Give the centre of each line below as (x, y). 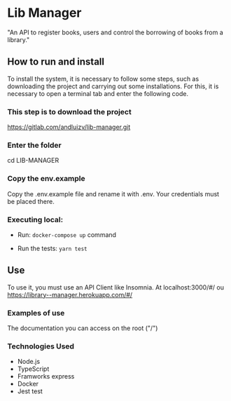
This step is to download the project (69, 111)
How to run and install (56, 62)
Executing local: (35, 219)
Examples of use (36, 313)
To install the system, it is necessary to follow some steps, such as (103, 79)
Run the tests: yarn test (52, 248)
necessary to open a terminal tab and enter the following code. (98, 93)
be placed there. (31, 201)
